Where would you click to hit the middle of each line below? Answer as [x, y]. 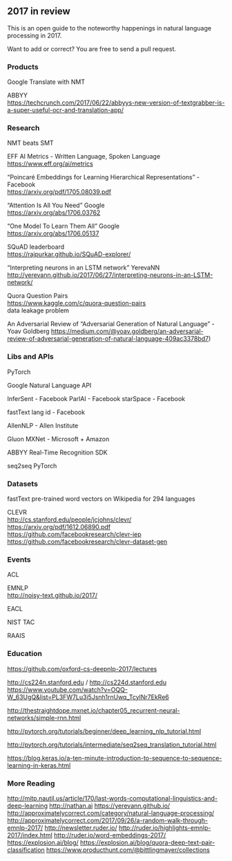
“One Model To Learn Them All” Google [63, 226]
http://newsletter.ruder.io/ [81, 828]
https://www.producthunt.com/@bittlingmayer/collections [128, 850]
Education [25, 654]
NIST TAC [21, 622]
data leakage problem [38, 310]
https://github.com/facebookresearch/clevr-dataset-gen [87, 542]
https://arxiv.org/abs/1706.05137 [53, 233]
